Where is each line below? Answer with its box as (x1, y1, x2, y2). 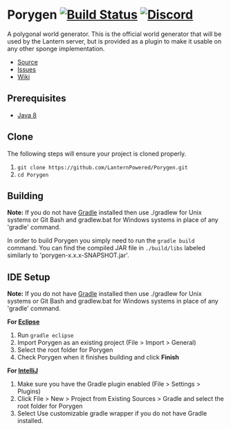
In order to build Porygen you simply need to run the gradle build (7, 236, 195, 245)
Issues (17, 65, 37, 73)
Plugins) (17, 387, 41, 395)
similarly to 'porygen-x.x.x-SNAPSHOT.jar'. (7, 251, 129, 259)
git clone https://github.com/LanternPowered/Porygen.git (17, 164, 188, 171)
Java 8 (17, 111, 37, 119)
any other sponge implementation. (7, 44, 105, 53)
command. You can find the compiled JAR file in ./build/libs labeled (7, 244, 205, 252)
